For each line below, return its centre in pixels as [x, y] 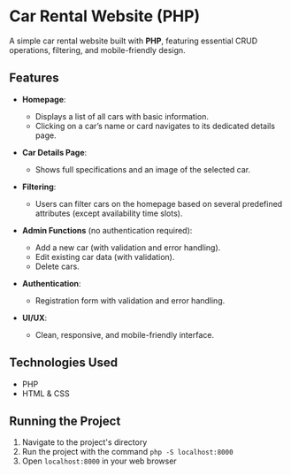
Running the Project [65, 421]
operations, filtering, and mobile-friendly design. [97, 50]
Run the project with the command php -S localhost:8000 [127, 452]
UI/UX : [34, 318]
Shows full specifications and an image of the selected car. [143, 169]
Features [34, 78]
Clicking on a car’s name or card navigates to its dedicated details [155, 126]
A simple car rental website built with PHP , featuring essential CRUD [134, 41]
